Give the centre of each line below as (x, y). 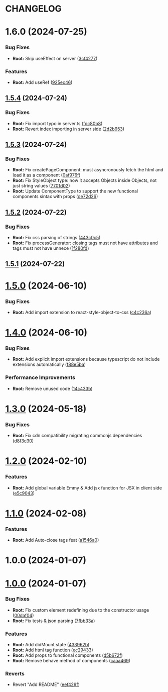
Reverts (15, 674)
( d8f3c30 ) (23, 441)
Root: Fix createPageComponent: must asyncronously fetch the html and (88, 170)
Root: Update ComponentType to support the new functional (75, 191)
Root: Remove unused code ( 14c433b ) (52, 388)
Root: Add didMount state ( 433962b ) (51, 645)
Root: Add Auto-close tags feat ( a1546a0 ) (56, 540)
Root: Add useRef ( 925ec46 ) (42, 82)
